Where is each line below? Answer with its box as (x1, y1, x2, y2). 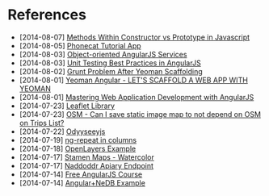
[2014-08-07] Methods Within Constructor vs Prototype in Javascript (19, 32, 250, 42)
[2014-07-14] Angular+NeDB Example (19, 177, 146, 187)
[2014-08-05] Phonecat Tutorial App (19, 40, 142, 50)
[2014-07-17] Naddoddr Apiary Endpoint (19, 161, 154, 170)
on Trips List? (19, 118, 65, 127)
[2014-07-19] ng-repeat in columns (19, 135, 137, 144)
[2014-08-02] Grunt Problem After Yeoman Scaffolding (19, 66, 203, 76)
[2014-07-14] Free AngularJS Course (19, 169, 143, 179)
